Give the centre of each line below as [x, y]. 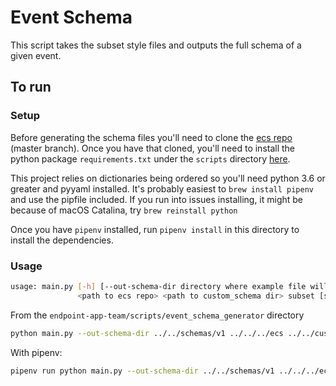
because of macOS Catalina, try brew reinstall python [124, 210]
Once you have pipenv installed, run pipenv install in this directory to [155, 229]
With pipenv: [36, 352]
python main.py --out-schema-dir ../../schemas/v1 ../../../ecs [147, 333]
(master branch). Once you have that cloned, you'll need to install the [153, 148]
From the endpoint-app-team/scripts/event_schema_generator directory [157, 315]
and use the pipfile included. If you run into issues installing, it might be [157, 199]
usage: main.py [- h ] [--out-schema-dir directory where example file [158, 286]
